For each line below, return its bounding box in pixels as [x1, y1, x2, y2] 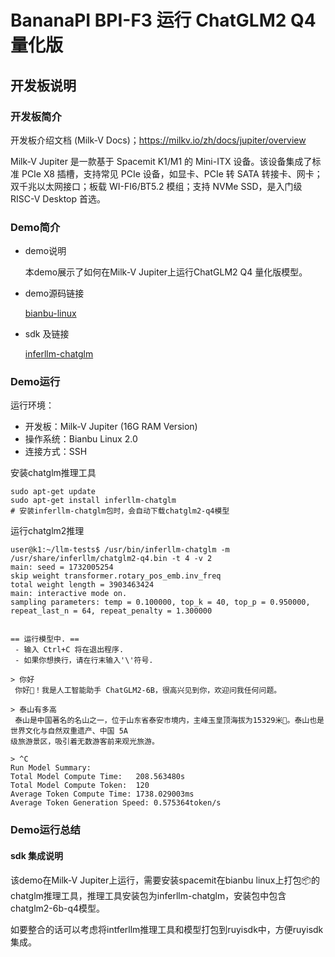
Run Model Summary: [10, 763, 92, 773]
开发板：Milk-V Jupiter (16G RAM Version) [24, 421, 198, 433]
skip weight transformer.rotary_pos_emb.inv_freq [10, 571, 222, 581]
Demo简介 [10, 220, 61, 234]
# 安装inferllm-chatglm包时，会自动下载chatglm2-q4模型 [10, 506, 230, 516]
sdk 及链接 [24, 328, 70, 340]
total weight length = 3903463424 [10, 580, 155, 590]
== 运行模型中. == [10, 634, 80, 645]
